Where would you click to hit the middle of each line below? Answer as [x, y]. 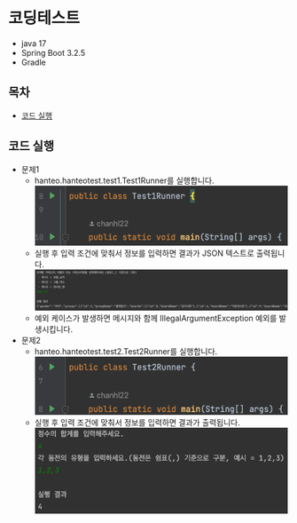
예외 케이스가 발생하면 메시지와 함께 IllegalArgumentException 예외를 [156, 318]
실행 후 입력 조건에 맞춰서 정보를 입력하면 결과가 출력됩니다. [137, 422]
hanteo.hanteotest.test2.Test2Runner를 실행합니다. [126, 352]
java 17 [34, 43]
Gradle [33, 62]
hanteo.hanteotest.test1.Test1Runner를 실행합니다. [124, 180]
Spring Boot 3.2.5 [53, 52]
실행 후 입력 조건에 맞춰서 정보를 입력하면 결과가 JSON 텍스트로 [144, 253]
